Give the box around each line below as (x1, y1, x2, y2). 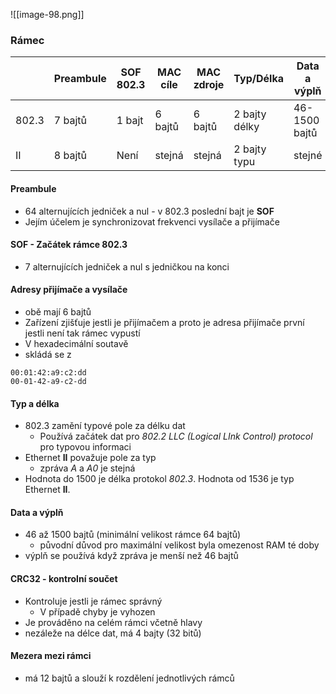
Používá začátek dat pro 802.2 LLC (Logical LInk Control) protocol (39, 430, 313, 443)
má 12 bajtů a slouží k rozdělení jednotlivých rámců (24, 672, 235, 684)
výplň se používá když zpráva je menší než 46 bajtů (24, 550, 239, 562)
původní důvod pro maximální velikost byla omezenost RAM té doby (39, 539, 320, 551)
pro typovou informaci (39, 441, 132, 453)
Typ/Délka (233, 72, 284, 86)
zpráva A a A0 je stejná (39, 462, 136, 474)
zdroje (193, 78, 225, 92)
